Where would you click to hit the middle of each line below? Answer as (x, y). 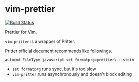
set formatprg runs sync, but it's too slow (54, 69)
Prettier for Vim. (21, 32)
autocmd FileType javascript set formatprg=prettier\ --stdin (69, 60)
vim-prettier (30, 9)
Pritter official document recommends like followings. (59, 51)
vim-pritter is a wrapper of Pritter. (40, 41)
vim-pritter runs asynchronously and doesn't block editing (72, 74)
